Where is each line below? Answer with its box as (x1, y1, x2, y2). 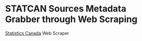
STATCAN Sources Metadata (5, 3, 127, 14)
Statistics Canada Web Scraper (5, 30, 69, 36)
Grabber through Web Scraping (5, 13, 138, 25)
